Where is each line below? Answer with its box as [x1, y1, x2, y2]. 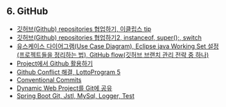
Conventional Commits [16, 75, 82, 84]
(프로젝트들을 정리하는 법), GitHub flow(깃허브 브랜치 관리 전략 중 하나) [16, 50, 209, 59]
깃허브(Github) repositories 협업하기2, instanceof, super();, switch [16, 33, 202, 41]
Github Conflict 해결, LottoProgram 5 [16, 68, 121, 76]
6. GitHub [6, 6, 49, 17]
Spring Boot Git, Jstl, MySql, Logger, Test [16, 91, 134, 99]
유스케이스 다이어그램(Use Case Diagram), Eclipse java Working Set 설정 [16, 41, 219, 50]
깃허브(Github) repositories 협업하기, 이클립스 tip [16, 24, 152, 33]
